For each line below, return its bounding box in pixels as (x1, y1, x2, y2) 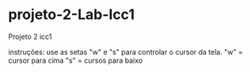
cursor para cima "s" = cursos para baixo (8, 56, 143, 65)
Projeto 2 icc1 (8, 32, 52, 41)
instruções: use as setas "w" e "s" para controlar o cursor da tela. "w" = (8, 47, 243, 56)
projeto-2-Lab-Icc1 (8, 6, 135, 24)
